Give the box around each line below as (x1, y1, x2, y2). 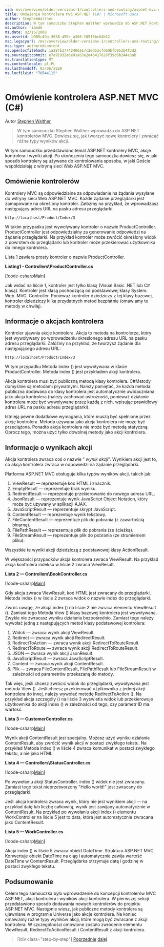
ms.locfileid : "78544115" (5, 71, 58, 76)
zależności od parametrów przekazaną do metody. (12, 671, 114, 677)
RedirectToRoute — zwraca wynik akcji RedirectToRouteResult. (12, 645, 139, 651)
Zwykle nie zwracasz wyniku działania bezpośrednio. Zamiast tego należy (5, 615, 154, 621)
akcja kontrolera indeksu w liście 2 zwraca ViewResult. (5, 562, 115, 568)
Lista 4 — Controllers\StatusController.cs (5, 760, 91, 766)
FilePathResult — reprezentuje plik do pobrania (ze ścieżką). (12, 527, 134, 533)
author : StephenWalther (5, 16, 54, 21)
